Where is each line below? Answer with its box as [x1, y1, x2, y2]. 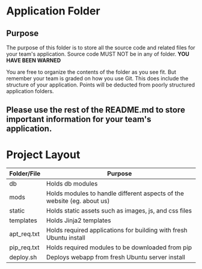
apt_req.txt [9, 230, 40, 238]
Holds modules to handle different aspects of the [46, 189, 185, 198]
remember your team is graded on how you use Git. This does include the [6, 75, 189, 82]
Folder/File [9, 169, 41, 178]
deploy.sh [9, 253, 37, 262]
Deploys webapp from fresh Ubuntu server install [46, 253, 185, 262]
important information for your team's [6, 114, 151, 124]
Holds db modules [46, 180, 98, 188]
